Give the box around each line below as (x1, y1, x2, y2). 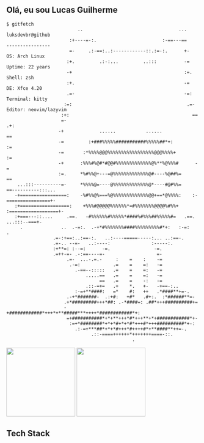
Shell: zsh (6, 75, 34, 81)
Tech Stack (6, 428, 50, 439)
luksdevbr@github (6, 32, 51, 38)
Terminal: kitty (6, 96, 48, 102)
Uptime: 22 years (6, 64, 51, 70)
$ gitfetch (6, 21, 34, 27)
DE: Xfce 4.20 (6, 85, 43, 91)
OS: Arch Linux (6, 53, 45, 59)
